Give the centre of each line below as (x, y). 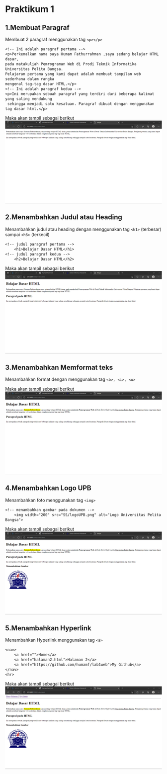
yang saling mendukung (29, 99)
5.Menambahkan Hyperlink (48, 628)
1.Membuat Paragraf (37, 28)
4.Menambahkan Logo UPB (48, 488)
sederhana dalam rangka (30, 79)
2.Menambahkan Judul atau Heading (64, 217)
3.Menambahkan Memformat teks (59, 367)
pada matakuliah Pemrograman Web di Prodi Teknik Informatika (71, 64)
